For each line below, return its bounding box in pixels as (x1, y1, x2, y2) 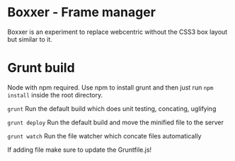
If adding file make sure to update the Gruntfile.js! (7, 145, 152, 154)
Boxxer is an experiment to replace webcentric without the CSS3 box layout (7, 28, 228, 36)
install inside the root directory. (7, 90, 103, 99)
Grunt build (7, 60, 76, 76)
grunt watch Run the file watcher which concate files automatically (7, 131, 202, 140)
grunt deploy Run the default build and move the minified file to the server (7, 118, 224, 126)
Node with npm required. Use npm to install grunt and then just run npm (7, 83, 214, 92)
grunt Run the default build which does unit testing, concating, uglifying (7, 104, 217, 113)
